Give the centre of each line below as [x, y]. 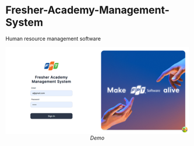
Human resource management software [53, 38]
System [24, 22]
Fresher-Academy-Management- [88, 10]
